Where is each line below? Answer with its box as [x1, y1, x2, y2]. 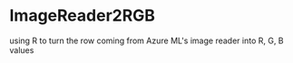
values [9, 44, 34, 55]
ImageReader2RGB [9, 5, 156, 26]
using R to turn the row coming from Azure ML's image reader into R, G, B [9, 35, 284, 46]
